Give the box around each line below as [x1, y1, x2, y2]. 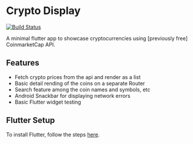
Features [6, 58, 39, 68]
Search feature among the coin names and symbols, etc [14, 86, 151, 93]
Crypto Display [6, 4, 81, 18]
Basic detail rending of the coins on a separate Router [14, 80, 145, 87]
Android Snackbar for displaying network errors [14, 92, 131, 99]
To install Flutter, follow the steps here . [6, 131, 100, 138]
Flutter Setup [6, 115, 55, 125]
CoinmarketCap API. [6, 41, 55, 48]
